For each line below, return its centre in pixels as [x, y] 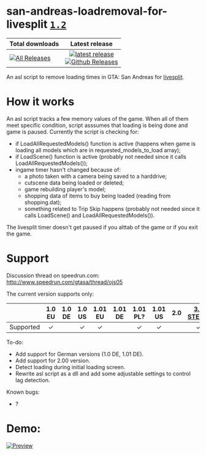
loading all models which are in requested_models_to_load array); [98, 150]
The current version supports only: [50, 294]
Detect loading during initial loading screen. [70, 367]
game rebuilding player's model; [65, 189]
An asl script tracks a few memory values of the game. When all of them [97, 118]
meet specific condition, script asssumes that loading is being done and [97, 125]
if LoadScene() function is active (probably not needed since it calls [101, 156]
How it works [40, 102]
